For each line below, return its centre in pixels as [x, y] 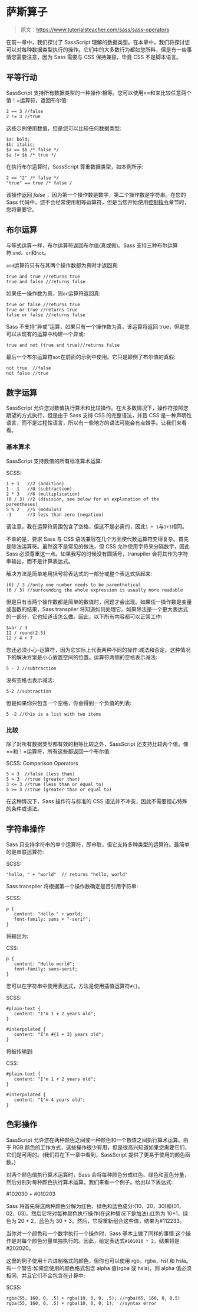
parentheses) [22, 504]
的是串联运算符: [25, 852]
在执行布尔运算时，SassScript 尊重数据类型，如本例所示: [75, 167]
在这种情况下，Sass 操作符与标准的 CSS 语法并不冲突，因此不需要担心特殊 [97, 801]
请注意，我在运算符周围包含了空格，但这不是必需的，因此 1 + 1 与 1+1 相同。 [97, 526]
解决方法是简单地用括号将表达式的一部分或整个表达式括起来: [79, 573]
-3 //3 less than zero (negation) [55, 515]
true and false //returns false [46, 281]
